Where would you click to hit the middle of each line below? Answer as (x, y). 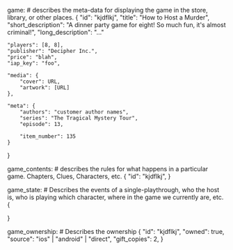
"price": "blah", (32, 57)
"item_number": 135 (48, 136)
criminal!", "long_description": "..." (56, 32)
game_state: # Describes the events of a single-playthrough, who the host (113, 190)
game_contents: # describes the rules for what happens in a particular (108, 169)
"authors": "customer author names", (74, 112)
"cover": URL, (40, 81)
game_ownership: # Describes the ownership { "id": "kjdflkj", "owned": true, (116, 232)
